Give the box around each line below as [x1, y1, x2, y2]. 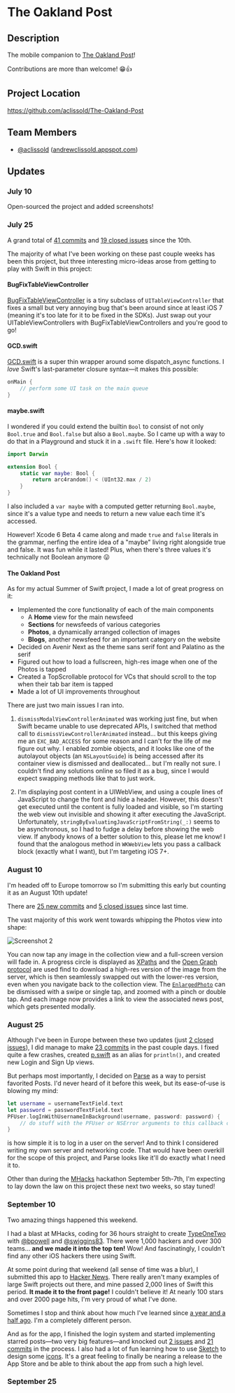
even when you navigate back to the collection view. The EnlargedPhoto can [7, 979, 226, 988]
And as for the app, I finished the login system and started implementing [7, 1329, 215, 1338]
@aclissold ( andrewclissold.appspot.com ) [17, 145, 138, 154]
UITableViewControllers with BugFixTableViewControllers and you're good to [7, 318, 228, 327]
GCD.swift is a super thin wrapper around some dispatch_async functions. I [7, 358, 225, 366]
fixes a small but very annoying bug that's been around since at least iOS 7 [7, 303, 223, 312]
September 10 [7, 1200, 56, 1209]
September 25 [7, 1377, 57, 1387]
